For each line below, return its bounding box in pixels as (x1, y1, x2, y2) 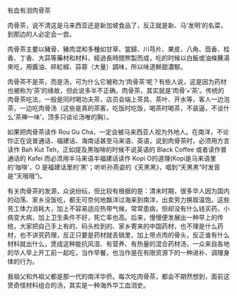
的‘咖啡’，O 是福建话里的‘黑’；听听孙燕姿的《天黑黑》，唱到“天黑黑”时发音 (7, 163, 221, 171)
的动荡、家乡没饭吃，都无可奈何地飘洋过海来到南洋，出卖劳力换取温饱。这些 (7, 196, 230, 204)
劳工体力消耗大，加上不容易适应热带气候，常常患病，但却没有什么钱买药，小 (7, 204, 230, 213)
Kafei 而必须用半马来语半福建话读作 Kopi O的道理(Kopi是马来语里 (27, 154, 217, 162)
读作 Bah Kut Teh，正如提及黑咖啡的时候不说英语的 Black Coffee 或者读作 (7, 145, 221, 154)
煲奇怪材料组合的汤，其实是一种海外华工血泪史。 (7, 281, 150, 289)
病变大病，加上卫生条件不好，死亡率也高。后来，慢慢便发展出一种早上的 (7, 214, 217, 221)
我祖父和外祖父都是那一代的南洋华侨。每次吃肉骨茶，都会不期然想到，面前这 (7, 272, 230, 280)
